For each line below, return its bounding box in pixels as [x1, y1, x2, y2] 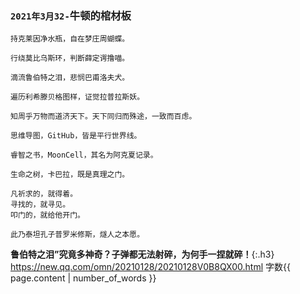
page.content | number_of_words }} [10, 272, 157, 284]
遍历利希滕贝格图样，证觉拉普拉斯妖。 [10, 92, 145, 102]
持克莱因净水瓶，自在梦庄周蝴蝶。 [10, 34, 130, 44]
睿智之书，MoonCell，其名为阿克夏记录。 [10, 150, 158, 161]
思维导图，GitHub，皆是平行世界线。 [10, 131, 142, 141]
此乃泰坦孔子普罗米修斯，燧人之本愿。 [10, 230, 145, 240]
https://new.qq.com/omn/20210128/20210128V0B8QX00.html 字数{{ [10, 261, 291, 273]
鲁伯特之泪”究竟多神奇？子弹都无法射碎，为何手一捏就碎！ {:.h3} [10, 248, 275, 261]
